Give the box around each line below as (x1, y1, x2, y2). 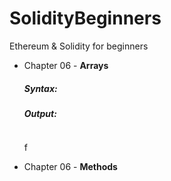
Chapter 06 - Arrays (23, 59, 109, 71)
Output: (23, 107, 57, 119)
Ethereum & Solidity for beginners (9, 40, 149, 52)
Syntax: (23, 82, 58, 94)
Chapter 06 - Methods (23, 161, 118, 173)
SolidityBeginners (9, 7, 162, 30)
